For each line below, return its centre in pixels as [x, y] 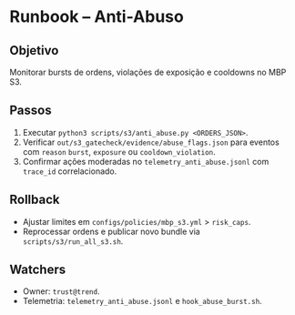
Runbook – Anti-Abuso [97, 17]
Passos [31, 111]
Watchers [38, 270]
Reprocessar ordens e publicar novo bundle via [111, 231]
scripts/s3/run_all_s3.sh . [73, 241]
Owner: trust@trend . [61, 291]
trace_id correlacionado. [70, 171]
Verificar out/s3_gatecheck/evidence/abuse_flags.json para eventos [151, 142]
